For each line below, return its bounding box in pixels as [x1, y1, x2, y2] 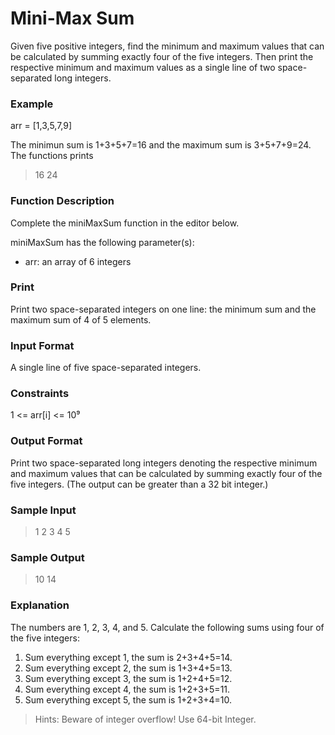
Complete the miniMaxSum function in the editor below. [10, 217, 240, 229]
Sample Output [10, 550, 85, 564]
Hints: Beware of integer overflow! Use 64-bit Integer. [34, 713, 257, 725]
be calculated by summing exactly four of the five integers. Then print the [10, 50, 314, 62]
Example [10, 97, 54, 111]
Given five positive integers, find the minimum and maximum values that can [10, 40, 325, 52]
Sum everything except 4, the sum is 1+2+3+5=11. [24, 683, 231, 695]
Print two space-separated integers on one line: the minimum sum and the [10, 303, 317, 315]
